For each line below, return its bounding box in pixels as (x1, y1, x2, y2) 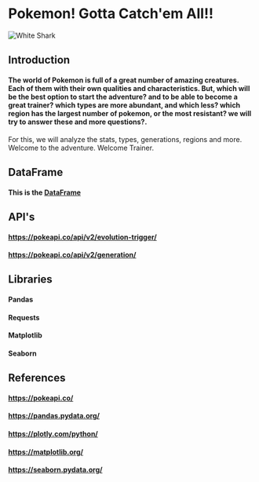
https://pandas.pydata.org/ (8, 411, 100, 421)
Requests (8, 312, 40, 322)
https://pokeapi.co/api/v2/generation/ (8, 250, 137, 260)
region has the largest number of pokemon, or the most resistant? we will (8, 108, 252, 118)
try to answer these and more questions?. (8, 117, 148, 126)
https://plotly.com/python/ (8, 429, 98, 439)
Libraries (8, 272, 53, 287)
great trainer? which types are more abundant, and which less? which (8, 100, 241, 110)
